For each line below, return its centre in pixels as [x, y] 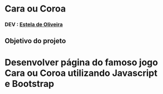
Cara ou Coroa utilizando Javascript [81, 73]
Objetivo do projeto [35, 41]
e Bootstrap [30, 84]
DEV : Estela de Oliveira [34, 25]
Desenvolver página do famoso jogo [81, 62]
